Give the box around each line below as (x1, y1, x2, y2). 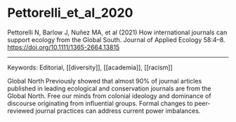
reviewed (7, 107, 34, 115)
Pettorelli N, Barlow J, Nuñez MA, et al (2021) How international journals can (7, 28, 228, 36)
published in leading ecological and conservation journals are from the (7, 84, 211, 93)
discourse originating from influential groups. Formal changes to (7, 99, 193, 107)
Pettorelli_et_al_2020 (7, 5, 133, 21)
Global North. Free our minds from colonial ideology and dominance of (7, 91, 212, 100)
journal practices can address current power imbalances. (34, 107, 201, 115)
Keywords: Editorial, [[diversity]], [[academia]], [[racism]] (7, 63, 173, 72)
